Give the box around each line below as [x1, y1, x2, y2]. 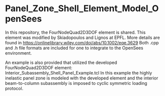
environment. [5, 50, 32, 56]
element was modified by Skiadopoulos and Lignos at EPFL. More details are [5, 35, 160, 40]
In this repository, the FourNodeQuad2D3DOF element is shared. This [5, 29, 146, 35]
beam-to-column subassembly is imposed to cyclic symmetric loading [5, 80, 147, 86]
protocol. [5, 85, 24, 91]
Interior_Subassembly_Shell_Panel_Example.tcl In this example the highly [5, 70, 152, 76]
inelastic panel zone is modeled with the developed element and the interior [5, 75, 159, 81]
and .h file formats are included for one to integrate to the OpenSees [5, 45, 143, 51]
